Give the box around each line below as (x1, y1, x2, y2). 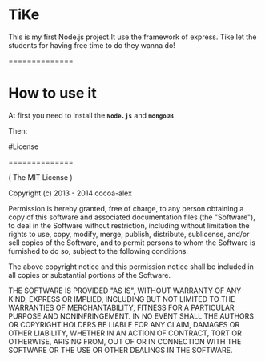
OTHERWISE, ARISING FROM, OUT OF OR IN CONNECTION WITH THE (8, 336, 242, 346)
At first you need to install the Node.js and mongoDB (8, 110, 174, 120)
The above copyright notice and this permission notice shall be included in (8, 262, 254, 271)
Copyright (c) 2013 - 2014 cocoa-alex (8, 188, 132, 198)
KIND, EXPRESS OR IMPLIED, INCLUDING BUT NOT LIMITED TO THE (8, 294, 235, 303)
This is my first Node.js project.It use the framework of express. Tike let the (8, 32, 257, 42)
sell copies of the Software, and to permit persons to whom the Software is (8, 238, 256, 247)
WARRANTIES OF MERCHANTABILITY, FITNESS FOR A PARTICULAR (8, 303, 235, 312)
